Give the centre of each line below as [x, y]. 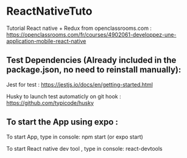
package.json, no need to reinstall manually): [94, 70]
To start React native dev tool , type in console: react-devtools [84, 148]
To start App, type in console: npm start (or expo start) [75, 137]
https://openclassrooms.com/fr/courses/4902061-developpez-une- [91, 34]
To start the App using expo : [62, 122]
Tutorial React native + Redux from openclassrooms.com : [79, 28]
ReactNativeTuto [49, 11]
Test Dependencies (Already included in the [91, 60]
